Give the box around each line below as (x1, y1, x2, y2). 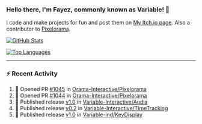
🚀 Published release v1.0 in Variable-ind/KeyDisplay (14, 111, 143, 118)
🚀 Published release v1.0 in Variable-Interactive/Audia (14, 98, 148, 105)
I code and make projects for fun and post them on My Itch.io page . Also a (6, 19, 191, 26)
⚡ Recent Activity (6, 69, 58, 78)
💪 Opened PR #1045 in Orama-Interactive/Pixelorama (14, 85, 147, 92)
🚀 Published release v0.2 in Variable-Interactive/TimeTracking (14, 104, 168, 111)
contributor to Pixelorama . (6, 25, 71, 32)
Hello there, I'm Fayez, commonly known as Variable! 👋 (6, 5, 170, 14)
